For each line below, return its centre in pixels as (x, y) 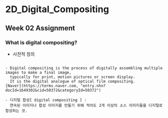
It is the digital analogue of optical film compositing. (73, 81)
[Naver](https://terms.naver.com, (42, 86)
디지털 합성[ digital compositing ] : (48, 100)
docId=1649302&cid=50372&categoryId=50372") (53, 90)
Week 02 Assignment (40, 28)
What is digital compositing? (41, 43)
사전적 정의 (24, 54)
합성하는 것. (17, 111)
